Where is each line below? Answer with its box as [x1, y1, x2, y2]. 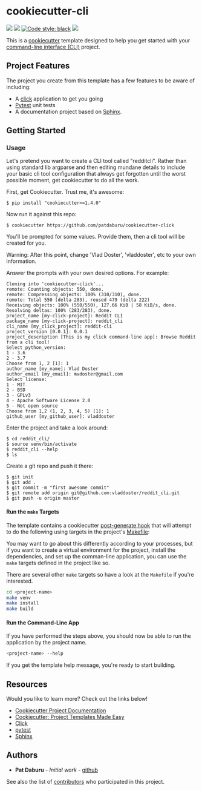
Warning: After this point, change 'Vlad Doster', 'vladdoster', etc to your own [6, 251, 197, 259]
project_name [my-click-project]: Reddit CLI [6, 313, 123, 319]
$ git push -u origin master [6, 495, 80, 501]
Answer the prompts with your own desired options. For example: [6, 270, 169, 277]
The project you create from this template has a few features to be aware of [6, 77, 195, 84]
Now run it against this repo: [6, 211, 77, 218]
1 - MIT [6, 382, 26, 388]
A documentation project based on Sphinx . [15, 108, 122, 115]
